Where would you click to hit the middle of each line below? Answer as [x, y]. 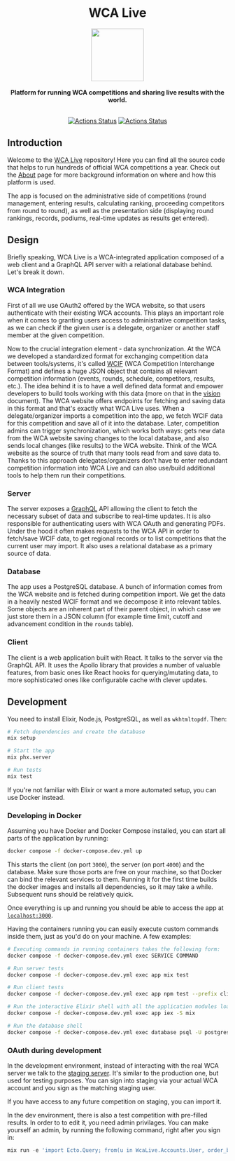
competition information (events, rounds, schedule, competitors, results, [111, 378]
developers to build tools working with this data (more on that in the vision [114, 393]
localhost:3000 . [30, 915]
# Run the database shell [45, 1026]
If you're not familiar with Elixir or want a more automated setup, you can [112, 789]
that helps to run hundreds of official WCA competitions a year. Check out [114, 167]
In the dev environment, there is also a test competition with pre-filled [107, 1115]
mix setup [22, 738]
